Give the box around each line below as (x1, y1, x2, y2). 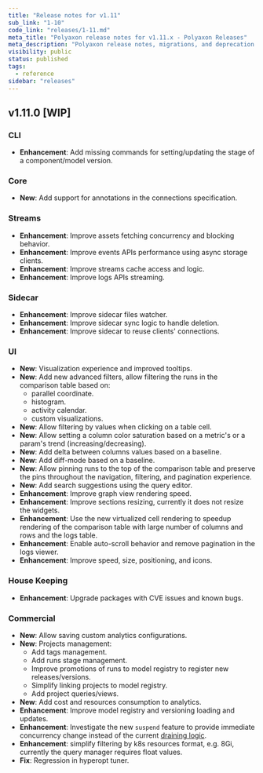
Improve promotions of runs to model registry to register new (31, 664, 229, 673)
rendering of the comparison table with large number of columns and (19, 523, 243, 532)
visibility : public (8, 48, 72, 56)
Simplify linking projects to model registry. (31, 680, 168, 690)
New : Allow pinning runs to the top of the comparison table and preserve (19, 464, 256, 473)
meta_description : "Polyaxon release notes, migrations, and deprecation (8, 41, 255, 49)
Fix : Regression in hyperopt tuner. (19, 755, 130, 765)
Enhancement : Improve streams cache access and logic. (19, 264, 205, 273)
